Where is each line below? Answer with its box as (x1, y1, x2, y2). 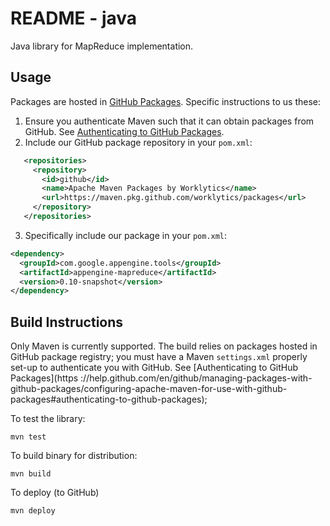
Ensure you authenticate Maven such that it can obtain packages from (24, 115, 315, 127)
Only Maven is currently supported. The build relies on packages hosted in (10, 340, 318, 352)
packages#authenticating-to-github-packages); (10, 393, 208, 406)
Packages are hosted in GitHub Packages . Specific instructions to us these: (10, 95, 322, 107)
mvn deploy (10, 506, 56, 516)
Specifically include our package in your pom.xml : (24, 229, 228, 241)
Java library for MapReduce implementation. (10, 40, 194, 52)
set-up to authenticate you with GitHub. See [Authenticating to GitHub (10, 362, 299, 374)
